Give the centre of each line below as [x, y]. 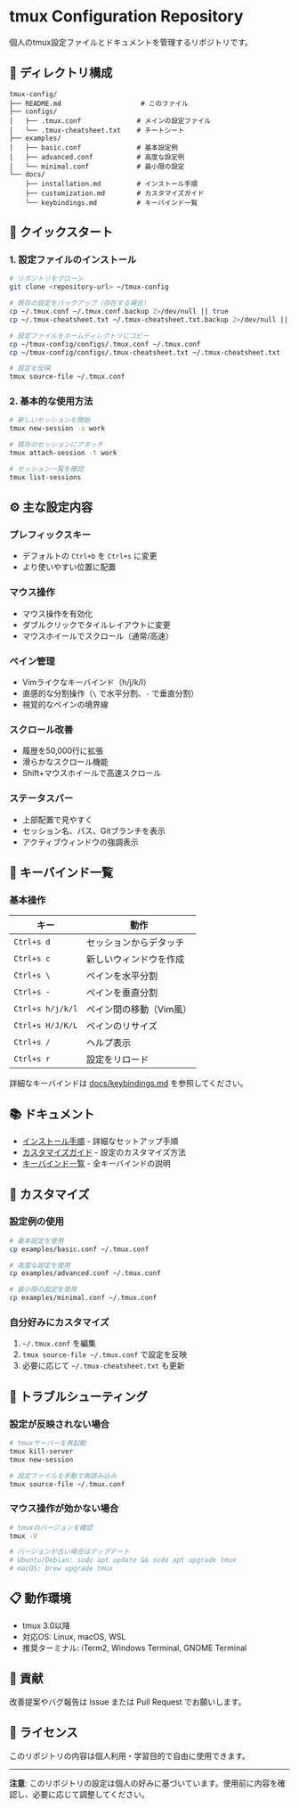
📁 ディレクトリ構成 [61, 73]
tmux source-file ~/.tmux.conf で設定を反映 [105, 1354]
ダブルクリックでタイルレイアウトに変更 [96, 625]
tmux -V [24, 1536]
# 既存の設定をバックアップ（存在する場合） [80, 303]
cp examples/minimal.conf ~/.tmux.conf [83, 1298]
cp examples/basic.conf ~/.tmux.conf [79, 1249]
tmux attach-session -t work [63, 453]
